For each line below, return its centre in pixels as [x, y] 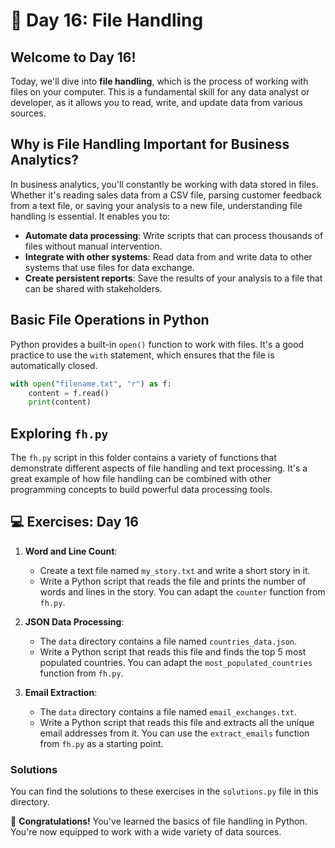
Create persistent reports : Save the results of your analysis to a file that [173, 278]
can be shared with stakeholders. [93, 288]
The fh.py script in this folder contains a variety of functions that [143, 458]
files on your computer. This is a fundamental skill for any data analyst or [160, 92]
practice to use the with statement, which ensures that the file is [142, 355]
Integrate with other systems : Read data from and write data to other [168, 256]
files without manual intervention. [93, 246]
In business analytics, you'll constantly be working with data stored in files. [164, 184]
